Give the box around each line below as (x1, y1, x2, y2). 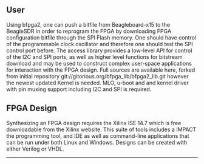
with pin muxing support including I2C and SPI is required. (6, 85, 152, 93)
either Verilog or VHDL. (6, 145, 64, 152)
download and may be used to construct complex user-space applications (6, 60, 192, 67)
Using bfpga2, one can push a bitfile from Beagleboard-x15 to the (6, 21, 171, 28)
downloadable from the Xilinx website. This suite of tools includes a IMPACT (6, 126, 197, 133)
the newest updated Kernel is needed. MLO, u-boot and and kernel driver (6, 79, 189, 86)
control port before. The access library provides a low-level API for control (6, 47, 192, 54)
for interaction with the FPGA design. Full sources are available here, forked (6, 66, 195, 73)
